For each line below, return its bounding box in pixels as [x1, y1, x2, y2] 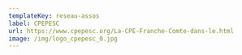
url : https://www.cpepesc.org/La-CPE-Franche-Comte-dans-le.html [8, 27, 234, 35]
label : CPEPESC [8, 19, 60, 27]
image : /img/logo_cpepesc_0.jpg [8, 34, 118, 43]
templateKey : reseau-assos [8, 11, 100, 20]
